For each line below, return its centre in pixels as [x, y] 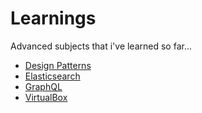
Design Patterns [58, 65]
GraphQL [43, 86]
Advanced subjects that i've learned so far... [101, 46]
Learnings [53, 18]
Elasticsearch [52, 76]
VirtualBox [46, 97]
